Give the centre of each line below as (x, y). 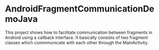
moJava (21, 19)
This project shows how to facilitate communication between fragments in (79, 32)
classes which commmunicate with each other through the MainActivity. (77, 42)
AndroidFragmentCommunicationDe (80, 9)
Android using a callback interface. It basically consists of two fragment (77, 37)
